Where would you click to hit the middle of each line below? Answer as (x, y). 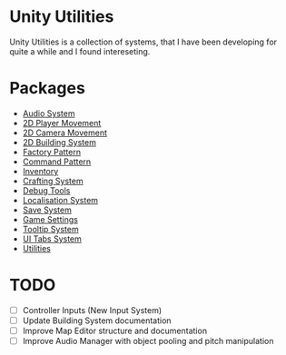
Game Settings (50, 219)
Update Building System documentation (97, 320)
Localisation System (60, 200)
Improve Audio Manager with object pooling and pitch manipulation (148, 341)
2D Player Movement (62, 123)
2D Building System (59, 142)
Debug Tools (46, 190)
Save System (47, 210)
